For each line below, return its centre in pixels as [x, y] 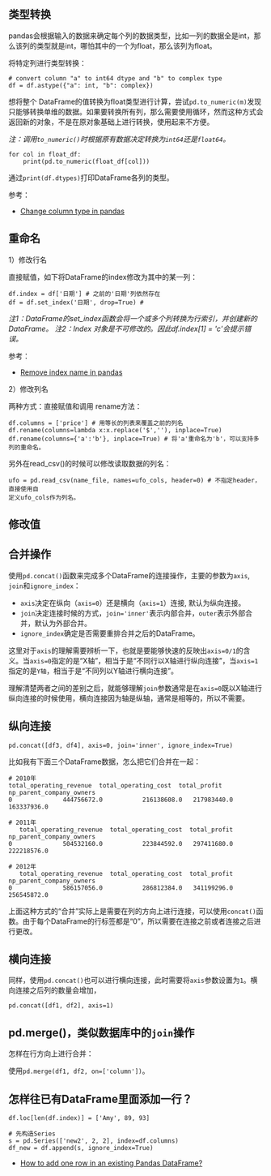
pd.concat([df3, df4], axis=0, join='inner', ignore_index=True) [121, 745]
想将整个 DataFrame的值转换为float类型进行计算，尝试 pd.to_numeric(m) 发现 [135, 101]
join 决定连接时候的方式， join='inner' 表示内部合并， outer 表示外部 [133, 613]
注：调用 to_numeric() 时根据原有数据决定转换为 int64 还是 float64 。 [119, 139]
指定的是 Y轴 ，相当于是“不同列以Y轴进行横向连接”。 [93, 671]
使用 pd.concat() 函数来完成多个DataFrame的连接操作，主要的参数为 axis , [129, 575]
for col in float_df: [45, 154]
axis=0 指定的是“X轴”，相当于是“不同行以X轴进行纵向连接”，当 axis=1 [144, 660]
